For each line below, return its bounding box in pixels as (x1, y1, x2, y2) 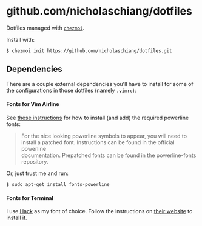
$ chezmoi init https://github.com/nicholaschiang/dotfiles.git (6, 47, 172, 54)
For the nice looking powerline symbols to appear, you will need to (21, 132, 187, 139)
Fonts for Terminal (6, 194, 53, 201)
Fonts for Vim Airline (6, 101, 59, 108)
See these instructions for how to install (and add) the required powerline (6, 114, 189, 121)
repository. (21, 158, 49, 165)
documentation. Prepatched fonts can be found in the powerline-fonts (21, 151, 197, 159)
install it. (6, 214, 27, 222)
